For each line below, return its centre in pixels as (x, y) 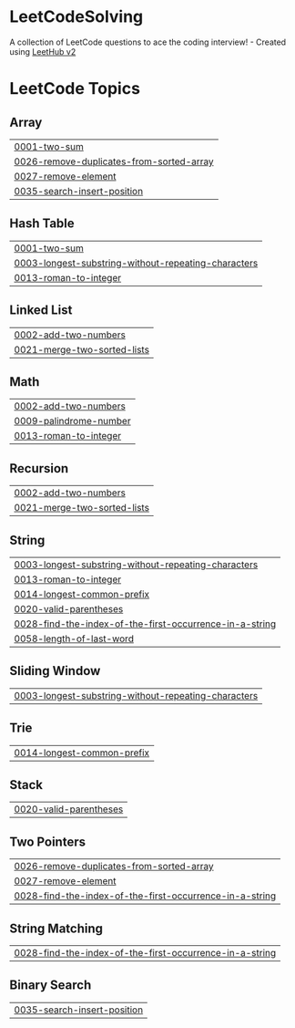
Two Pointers (48, 841)
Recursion (39, 468)
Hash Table (42, 224)
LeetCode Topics (75, 89)
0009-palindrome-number (72, 421)
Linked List (41, 311)
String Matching (56, 928)
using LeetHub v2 (43, 51)
